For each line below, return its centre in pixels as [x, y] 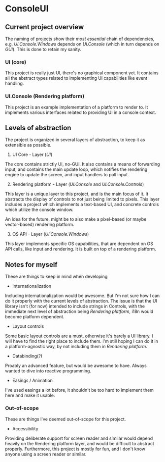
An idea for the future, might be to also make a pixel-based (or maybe [76, 219]
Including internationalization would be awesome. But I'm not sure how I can [82, 296]
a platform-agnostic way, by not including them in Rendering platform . [76, 347]
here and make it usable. [30, 395]
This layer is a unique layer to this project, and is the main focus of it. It [77, 194]
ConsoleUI [27, 9]
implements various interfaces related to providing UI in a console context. [81, 112]
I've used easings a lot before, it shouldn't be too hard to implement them [80, 390]
